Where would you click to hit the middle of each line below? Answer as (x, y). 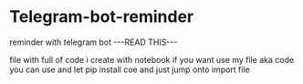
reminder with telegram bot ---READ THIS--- (94, 42)
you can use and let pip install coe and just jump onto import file (130, 69)
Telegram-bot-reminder (102, 17)
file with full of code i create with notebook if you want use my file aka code (152, 59)
